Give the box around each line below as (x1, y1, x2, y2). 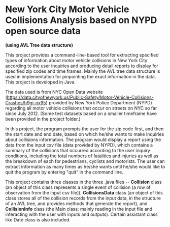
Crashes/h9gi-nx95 (5, 99, 46, 105)
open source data (5, 25, 81, 37)
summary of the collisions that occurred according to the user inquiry (5, 147, 151, 153)
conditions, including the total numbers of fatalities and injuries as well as (5, 153, 159, 159)
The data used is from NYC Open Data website (5, 89, 103, 95)
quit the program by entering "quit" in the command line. (5, 169, 123, 175)
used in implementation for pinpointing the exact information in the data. (5, 73, 156, 79)
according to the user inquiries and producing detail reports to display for (5, 63, 159, 69)
